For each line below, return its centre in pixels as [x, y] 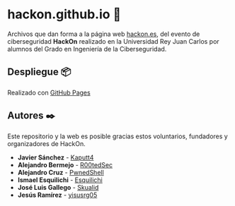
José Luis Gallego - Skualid [58, 187]
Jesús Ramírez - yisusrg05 [57, 195]
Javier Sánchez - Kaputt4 [56, 157]
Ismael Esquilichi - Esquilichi [60, 180]
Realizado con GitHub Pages [49, 92]
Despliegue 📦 [39, 72]
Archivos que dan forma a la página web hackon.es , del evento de [104, 34]
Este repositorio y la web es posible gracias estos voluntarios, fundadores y [117, 136]
